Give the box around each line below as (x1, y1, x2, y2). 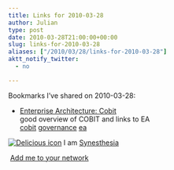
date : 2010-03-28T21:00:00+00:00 (8, 33, 118, 42)
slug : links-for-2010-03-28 (8, 41, 101, 49)
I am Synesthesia (63, 138, 120, 147)
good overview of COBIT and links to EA (19, 114, 150, 124)
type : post (8, 26, 44, 34)
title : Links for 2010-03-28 (8, 11, 104, 20)
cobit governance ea (19, 122, 87, 132)
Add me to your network (9, 153, 89, 162)
